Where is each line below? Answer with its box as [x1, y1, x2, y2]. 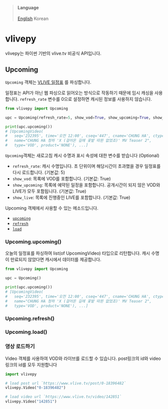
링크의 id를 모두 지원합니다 [5, 361, 57, 367]
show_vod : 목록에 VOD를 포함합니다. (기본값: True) [12, 176, 111, 182]
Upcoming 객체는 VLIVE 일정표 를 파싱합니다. [5, 79, 91, 85]
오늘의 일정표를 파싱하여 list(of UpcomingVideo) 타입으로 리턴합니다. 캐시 [5, 250, 150, 256]
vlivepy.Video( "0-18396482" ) [5, 385, 66, 390]
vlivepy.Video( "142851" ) [5, 399, 57, 404]
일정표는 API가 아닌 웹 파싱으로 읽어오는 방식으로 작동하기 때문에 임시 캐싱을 [5, 90, 153, 96]
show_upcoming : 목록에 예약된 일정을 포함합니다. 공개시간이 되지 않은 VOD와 [12, 182, 160, 188]
